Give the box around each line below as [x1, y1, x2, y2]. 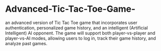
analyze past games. [5, 40, 48, 46]
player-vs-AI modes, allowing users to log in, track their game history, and [5, 35, 156, 41]
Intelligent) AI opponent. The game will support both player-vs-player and [5, 30, 156, 36]
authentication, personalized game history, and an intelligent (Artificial [5, 25, 148, 30]
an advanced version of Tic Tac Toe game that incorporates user [5, 20, 138, 25]
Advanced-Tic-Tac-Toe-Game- [5, 3, 136, 15]
